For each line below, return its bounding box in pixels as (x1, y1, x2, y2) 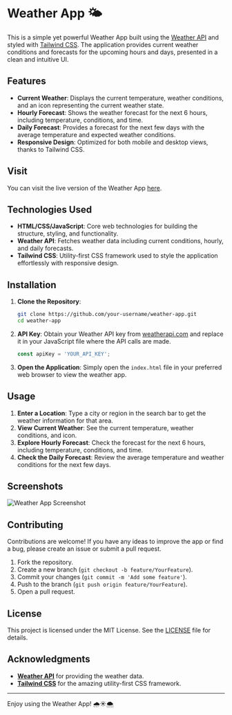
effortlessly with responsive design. (17, 259, 119, 267)
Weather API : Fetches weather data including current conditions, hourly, (17, 237, 224, 245)
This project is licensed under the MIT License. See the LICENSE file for (7, 626, 211, 635)
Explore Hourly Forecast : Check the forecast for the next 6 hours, (17, 438, 206, 447)
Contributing (7, 519, 64, 531)
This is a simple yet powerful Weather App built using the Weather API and (7, 33, 220, 42)
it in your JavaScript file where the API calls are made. (17, 337, 171, 345)
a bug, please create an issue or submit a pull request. (7, 545, 162, 553)
